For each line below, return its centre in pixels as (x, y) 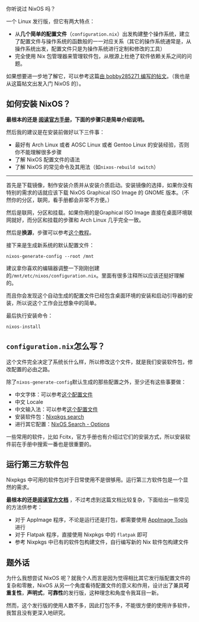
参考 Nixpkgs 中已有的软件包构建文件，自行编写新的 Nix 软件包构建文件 (102, 542)
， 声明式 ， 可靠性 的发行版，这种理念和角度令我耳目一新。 (92, 593)
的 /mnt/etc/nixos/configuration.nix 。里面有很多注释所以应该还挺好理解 (95, 275)
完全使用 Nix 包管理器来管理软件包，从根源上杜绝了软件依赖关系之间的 (101, 56)
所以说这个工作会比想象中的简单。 (58, 303)
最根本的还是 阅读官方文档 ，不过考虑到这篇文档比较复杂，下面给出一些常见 (98, 500)
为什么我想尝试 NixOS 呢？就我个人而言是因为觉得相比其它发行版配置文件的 (98, 578)
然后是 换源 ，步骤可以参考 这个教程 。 (50, 232)
